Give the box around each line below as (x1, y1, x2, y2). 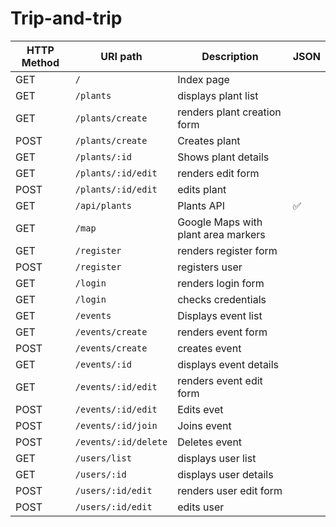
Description (201, 49, 259, 63)
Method (21, 55, 60, 69)
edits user (177, 500, 225, 514)
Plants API (177, 198, 226, 212)
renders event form (177, 325, 268, 339)
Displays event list (177, 308, 263, 322)
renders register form (177, 243, 278, 257)
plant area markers (177, 227, 266, 241)
